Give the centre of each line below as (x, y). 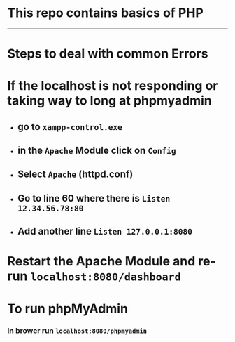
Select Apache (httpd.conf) (75, 175)
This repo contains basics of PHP (106, 13)
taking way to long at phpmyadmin (109, 101)
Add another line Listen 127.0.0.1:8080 (105, 231)
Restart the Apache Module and (101, 262)
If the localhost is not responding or (113, 86)
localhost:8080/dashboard (106, 277)
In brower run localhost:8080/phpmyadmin (77, 330)
